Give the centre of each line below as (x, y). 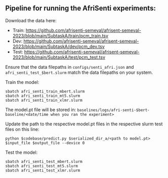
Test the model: (22, 152)
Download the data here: (31, 20)
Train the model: (22, 82)
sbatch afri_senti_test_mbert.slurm (44, 161)
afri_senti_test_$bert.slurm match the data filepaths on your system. (79, 72)
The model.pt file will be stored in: (41, 109)
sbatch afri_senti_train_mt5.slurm (43, 96)
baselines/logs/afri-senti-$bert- (114, 110)
